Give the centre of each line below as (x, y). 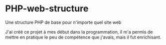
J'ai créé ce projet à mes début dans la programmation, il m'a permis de (79, 32)
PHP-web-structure (47, 9)
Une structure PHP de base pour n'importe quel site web (63, 22)
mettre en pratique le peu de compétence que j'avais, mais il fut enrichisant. (83, 37)
